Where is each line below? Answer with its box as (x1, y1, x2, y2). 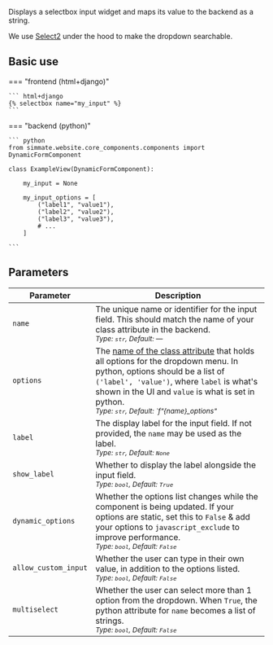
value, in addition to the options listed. (95, 563, 240, 574)
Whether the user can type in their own (95, 553, 245, 564)
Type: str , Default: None (95, 448, 171, 457)
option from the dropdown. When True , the (95, 595, 258, 606)
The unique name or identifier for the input (95, 303, 258, 314)
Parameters (8, 265, 69, 279)
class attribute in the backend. (95, 323, 211, 335)
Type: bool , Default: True (95, 480, 174, 489)
